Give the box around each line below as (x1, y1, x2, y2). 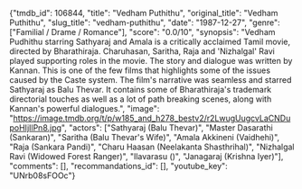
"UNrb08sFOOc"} (9, 170, 76, 181)
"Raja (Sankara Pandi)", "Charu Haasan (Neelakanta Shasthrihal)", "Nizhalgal (9, 141, 295, 152)
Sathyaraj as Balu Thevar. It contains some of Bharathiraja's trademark (9, 85, 272, 94)
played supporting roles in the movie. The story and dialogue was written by (9, 56, 293, 66)
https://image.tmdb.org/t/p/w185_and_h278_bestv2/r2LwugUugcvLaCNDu (13, 112, 291, 123)
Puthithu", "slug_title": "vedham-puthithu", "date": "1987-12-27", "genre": (9, 17, 280, 28)
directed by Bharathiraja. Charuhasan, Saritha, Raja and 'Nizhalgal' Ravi (9, 46, 276, 57)
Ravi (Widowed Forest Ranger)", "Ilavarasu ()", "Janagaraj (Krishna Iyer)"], (9, 151, 284, 161)
